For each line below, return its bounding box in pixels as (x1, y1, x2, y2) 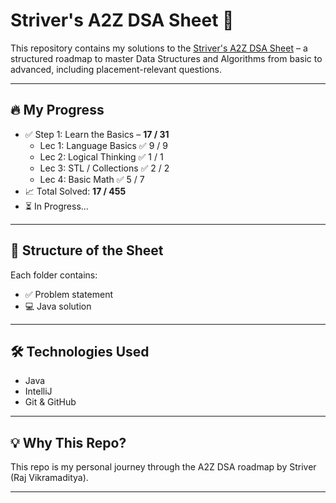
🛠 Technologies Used (10, 343, 150, 360)
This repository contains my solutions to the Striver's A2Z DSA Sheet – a (10, 42, 308, 54)
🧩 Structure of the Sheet (10, 242, 164, 259)
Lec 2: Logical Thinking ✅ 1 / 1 (39, 150, 164, 163)
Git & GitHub (24, 396, 77, 408)
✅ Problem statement (24, 288, 114, 300)
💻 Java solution (24, 300, 92, 312)
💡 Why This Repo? (10, 434, 127, 451)
